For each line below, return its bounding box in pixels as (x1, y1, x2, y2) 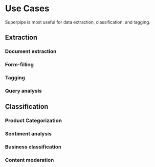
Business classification (5, 143, 62, 150)
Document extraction (5, 48, 57, 55)
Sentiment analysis (5, 130, 52, 137)
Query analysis (5, 88, 42, 95)
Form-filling (5, 61, 34, 68)
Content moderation (5, 157, 54, 164)
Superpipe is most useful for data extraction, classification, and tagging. (5, 19, 151, 25)
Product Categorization (5, 117, 62, 124)
